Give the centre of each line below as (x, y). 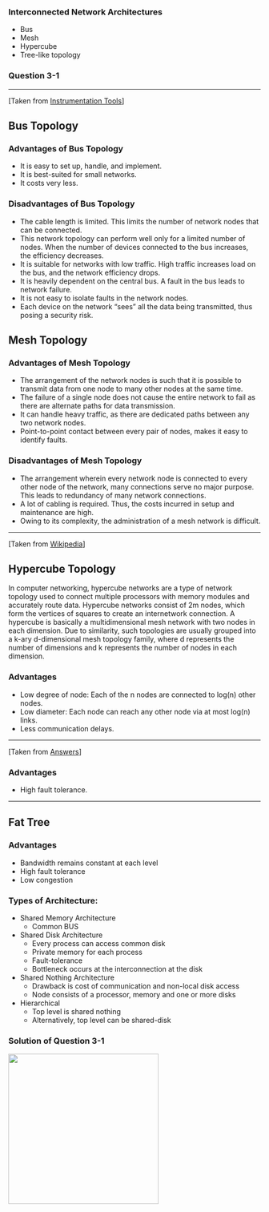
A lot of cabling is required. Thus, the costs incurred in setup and (127, 504)
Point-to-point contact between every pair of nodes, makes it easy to (134, 432)
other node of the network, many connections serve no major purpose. (137, 486)
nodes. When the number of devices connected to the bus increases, (134, 247)
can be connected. (51, 230)
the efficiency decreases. (62, 256)
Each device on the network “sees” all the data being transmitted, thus (136, 306)
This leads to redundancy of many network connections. (113, 495)
